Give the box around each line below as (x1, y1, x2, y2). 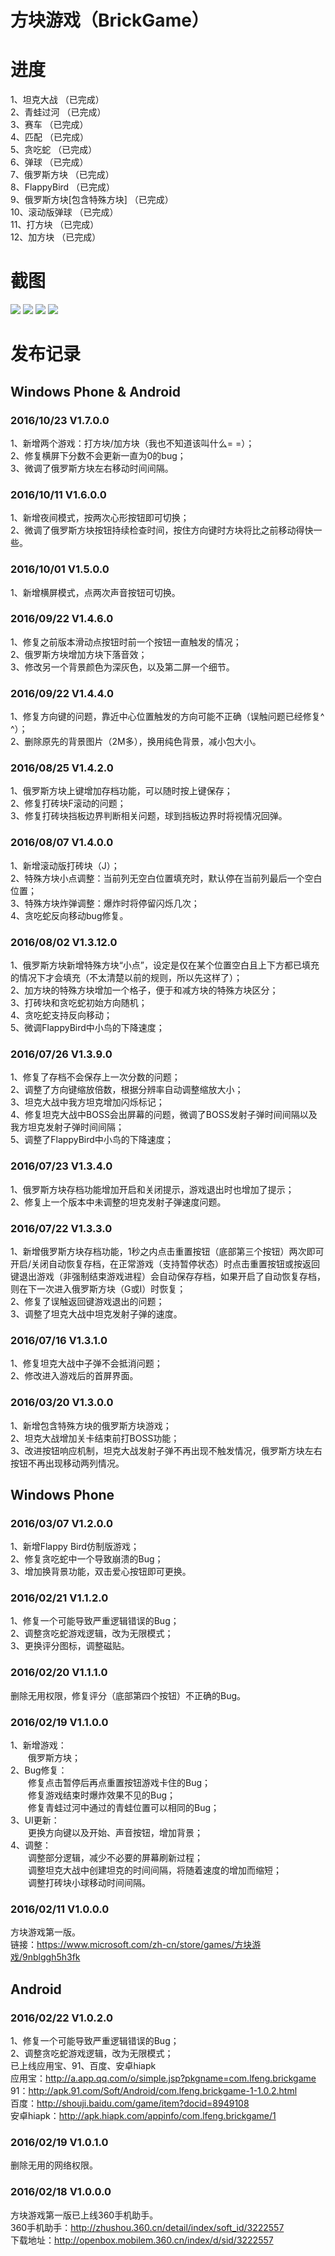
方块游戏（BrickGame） (10, 9, 210, 32)
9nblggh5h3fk (22, 1951, 81, 1963)
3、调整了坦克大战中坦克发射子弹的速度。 (10, 1307, 183, 1320)
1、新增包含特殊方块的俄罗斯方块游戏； (10, 1419, 172, 1431)
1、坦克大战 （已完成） (10, 94, 105, 106)
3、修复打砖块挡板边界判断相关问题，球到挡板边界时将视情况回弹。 (10, 810, 288, 822)
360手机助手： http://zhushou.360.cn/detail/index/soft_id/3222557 (10, 2221, 285, 2233)
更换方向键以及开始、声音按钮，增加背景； (27, 1827, 203, 1839)
